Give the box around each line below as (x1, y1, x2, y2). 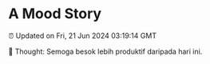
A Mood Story (8, 5, 102, 23)
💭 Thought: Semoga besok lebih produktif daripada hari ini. (8, 47, 203, 56)
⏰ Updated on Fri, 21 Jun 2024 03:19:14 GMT (8, 31, 157, 40)
